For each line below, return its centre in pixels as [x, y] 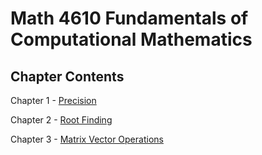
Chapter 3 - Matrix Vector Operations [87, 139]
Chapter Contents [67, 76]
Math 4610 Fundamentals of [129, 18]
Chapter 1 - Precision [53, 100]
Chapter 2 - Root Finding [61, 120]
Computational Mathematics [131, 39]
